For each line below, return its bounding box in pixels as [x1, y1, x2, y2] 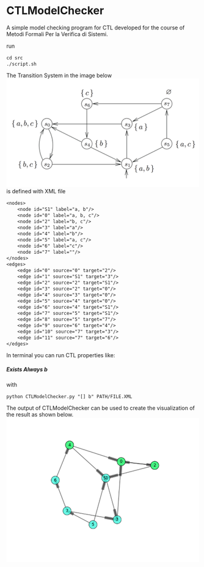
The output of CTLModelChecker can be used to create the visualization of [6, 404, 195, 412]
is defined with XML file [6, 188, 66, 195]
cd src [6, 54, 23, 61]
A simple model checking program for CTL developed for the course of [6, 24, 185, 31]
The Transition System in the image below [6, 72, 112, 79]
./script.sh [6, 61, 37, 67]
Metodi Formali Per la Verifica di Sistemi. [6, 30, 108, 37]
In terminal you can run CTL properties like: [6, 352, 115, 359]
